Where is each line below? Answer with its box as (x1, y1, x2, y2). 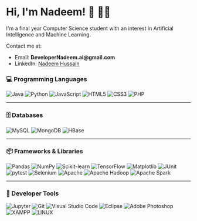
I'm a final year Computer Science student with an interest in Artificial (6, 25, 174, 32)
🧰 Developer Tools (6, 189, 59, 197)
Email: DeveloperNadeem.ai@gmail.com (14, 53, 116, 61)
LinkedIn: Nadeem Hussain (14, 60, 80, 67)
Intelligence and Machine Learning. (6, 31, 91, 38)
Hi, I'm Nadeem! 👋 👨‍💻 (6, 5, 111, 19)
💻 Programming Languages (6, 75, 87, 83)
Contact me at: (6, 42, 42, 49)
